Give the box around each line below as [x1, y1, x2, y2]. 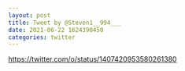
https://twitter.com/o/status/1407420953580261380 [8, 55, 177, 64]
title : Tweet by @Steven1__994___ [8, 19, 122, 27]
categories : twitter [8, 33, 76, 41]
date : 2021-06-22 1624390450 [8, 26, 104, 34]
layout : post [8, 11, 51, 20]
